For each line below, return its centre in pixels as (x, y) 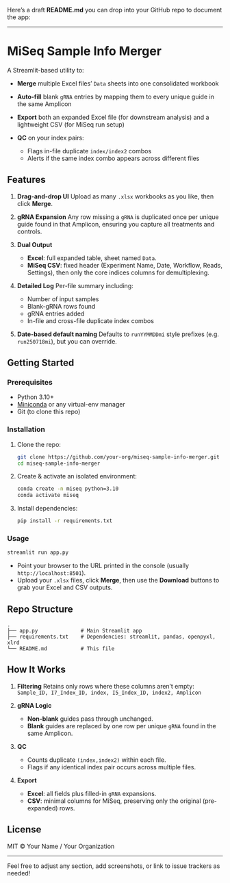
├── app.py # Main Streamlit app (75, 631)
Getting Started (41, 363)
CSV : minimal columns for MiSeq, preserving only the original (114, 801)
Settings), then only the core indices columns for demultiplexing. (118, 272)
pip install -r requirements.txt (65, 521)
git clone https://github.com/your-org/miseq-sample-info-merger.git (118, 457)
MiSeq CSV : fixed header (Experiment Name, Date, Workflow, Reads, (125, 265)
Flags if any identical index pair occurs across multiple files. (112, 767)
